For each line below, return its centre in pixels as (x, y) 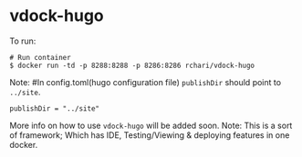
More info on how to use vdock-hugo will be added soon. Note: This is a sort (151, 125)
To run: (23, 41)
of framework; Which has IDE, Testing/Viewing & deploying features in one (150, 135)
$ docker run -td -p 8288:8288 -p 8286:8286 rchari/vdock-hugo (132, 65)
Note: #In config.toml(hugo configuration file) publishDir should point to (145, 82)
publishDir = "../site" (55, 108)
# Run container (40, 57)
